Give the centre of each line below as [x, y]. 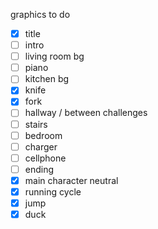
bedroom [43, 135]
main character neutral [71, 180]
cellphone [45, 158]
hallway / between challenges [86, 113]
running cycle [53, 191]
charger [41, 146]
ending [39, 169]
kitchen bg [47, 79]
